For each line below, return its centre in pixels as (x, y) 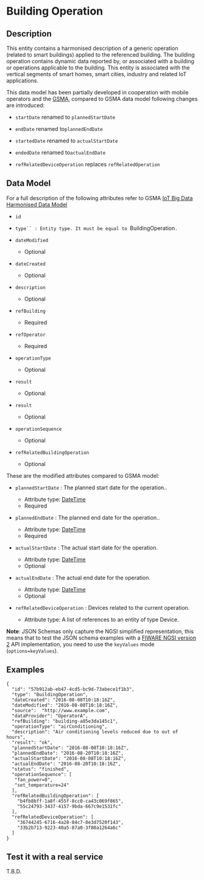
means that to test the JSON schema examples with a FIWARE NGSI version (101, 638)
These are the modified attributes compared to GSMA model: (83, 475)
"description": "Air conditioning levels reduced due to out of (95, 732)
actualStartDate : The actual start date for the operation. (86, 547)
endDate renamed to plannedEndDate (59, 129)
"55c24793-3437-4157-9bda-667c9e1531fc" (69, 806)
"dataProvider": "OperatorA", (50, 716)
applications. (22, 81)
